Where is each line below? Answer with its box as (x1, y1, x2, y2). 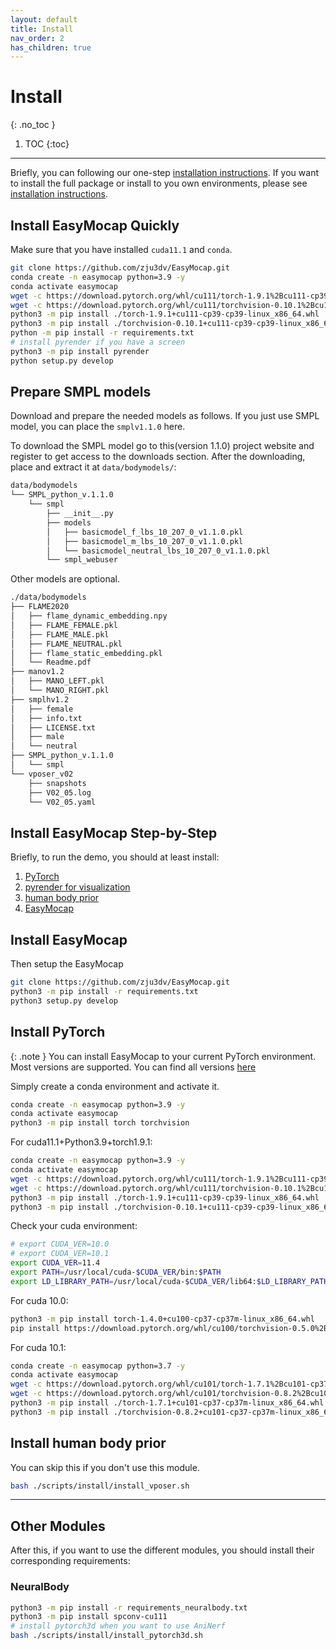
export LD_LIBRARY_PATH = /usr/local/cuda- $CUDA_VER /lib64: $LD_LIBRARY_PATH (10, 1276, 329, 1286)
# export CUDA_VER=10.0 (10, 1239, 110, 1250)
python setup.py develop (10, 356, 114, 366)
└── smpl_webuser (46, 555, 118, 565)
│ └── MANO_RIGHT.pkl (10, 686, 110, 696)
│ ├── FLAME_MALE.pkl (10, 629, 110, 640)
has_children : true (10, 42, 92, 53)
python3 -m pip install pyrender (10, 346, 150, 356)
